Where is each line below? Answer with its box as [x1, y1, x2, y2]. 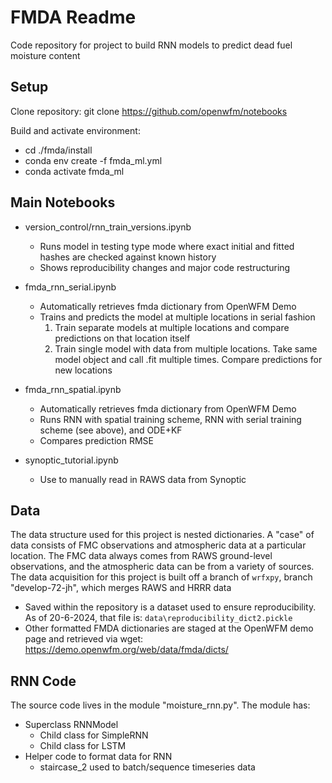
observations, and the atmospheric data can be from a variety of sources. [10, 561, 315, 573]
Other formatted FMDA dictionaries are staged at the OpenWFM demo [24, 622, 314, 635]
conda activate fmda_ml [24, 165, 125, 177]
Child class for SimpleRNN [39, 729, 149, 741]
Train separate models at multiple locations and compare [54, 321, 290, 333]
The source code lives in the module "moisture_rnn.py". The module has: [10, 699, 311, 711]
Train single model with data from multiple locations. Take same [54, 342, 318, 355]
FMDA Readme [10, 6, 137, 29]
